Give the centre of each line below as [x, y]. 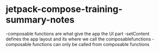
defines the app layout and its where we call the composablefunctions [78, 39]
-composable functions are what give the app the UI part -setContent [78, 33]
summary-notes [40, 20]
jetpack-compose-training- [64, 9]
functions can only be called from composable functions [91, 44]
